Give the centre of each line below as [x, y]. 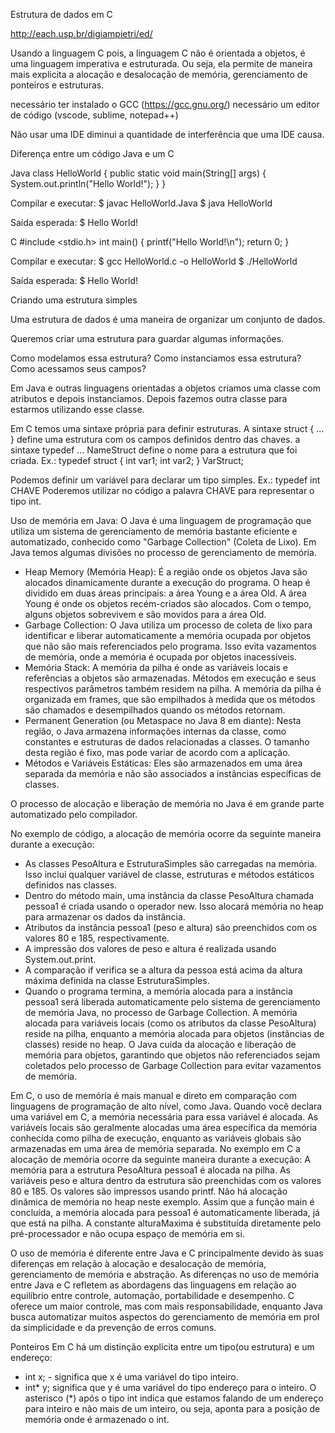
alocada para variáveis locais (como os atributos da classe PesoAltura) [170, 1023]
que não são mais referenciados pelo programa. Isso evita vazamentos [170, 646]
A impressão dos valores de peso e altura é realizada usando [150, 948]
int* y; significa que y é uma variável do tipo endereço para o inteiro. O [170, 1387]
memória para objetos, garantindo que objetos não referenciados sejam [172, 1055]
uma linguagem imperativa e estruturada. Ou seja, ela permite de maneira [161, 63]
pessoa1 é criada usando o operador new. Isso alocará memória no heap [174, 906]
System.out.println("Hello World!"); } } [88, 183]
